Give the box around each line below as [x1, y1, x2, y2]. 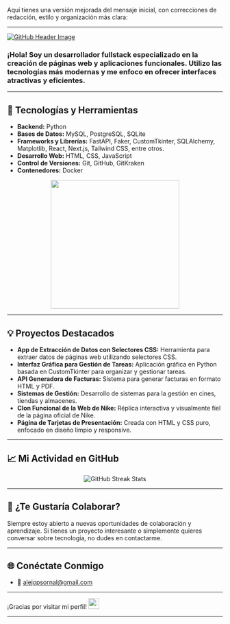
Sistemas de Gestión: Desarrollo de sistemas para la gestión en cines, [16, 389, 216, 397]
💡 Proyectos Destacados [7, 327, 115, 339]
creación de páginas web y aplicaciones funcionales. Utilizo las [7, 58, 222, 68]
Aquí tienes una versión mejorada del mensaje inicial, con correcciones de [7, 6, 217, 14]
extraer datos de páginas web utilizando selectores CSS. [16, 353, 177, 361]
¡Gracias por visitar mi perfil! [7, 603, 87, 611]
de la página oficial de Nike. [16, 411, 96, 419]
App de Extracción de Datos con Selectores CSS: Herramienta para [16, 345, 210, 354]
